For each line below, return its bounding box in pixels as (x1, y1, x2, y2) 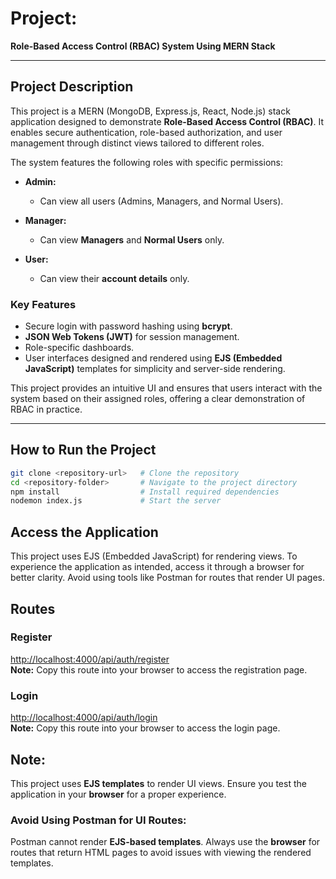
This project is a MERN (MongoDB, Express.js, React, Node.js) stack (10, 105, 291, 117)
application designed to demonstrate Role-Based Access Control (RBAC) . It (10, 115, 325, 127)
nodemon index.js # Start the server (10, 496, 222, 506)
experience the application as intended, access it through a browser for (10, 561, 305, 573)
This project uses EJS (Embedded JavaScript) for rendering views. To (10, 550, 298, 562)
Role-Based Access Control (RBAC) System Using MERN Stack (10, 40, 276, 52)
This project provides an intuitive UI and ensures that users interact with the (10, 382, 323, 394)
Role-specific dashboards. (24, 342, 135, 354)
